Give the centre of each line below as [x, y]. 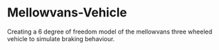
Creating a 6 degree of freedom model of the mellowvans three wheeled [110, 32]
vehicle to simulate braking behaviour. [61, 38]
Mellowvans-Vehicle [67, 13]
